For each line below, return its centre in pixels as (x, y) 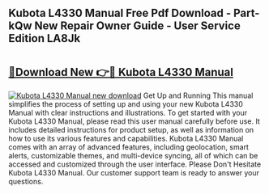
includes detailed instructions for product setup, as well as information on (131, 130)
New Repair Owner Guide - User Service (137, 26)
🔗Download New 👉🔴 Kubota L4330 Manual (121, 72)
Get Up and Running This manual (198, 95)
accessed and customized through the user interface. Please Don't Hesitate (135, 164)
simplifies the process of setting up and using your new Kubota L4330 (126, 104)
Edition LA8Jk (45, 38)
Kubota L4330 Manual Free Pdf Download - (120, 13)
